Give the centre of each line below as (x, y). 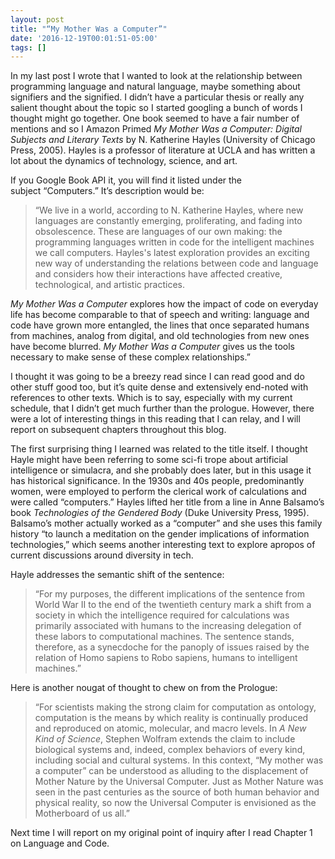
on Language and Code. (60, 843)
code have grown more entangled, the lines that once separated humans (160, 325)
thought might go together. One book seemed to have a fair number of (155, 118)
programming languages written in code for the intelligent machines (174, 242)
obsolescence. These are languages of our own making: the (158, 232)
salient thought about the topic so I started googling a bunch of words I (156, 108)
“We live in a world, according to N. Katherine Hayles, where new (169, 210)
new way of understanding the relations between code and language (176, 263)
